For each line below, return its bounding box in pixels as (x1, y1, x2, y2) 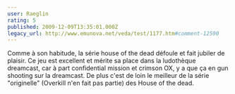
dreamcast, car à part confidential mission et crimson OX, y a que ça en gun (7, 64, 229, 72)
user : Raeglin (7, 10, 49, 18)
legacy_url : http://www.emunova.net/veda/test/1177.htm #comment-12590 (7, 29, 219, 37)
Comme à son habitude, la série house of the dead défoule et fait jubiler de (7, 49, 225, 58)
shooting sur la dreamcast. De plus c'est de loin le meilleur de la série (7, 72, 210, 80)
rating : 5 (7, 17, 37, 24)
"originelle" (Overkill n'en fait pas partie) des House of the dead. (7, 79, 194, 88)
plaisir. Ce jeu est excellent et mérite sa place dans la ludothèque (7, 57, 196, 65)
